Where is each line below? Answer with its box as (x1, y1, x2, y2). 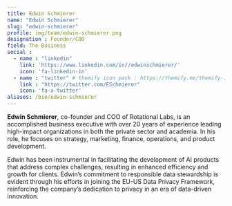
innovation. (7, 192, 39, 200)
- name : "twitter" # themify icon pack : (13, 74, 137, 82)
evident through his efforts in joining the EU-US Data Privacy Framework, (7, 178, 215, 185)
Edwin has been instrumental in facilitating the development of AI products (7, 156, 220, 163)
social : (7, 49, 32, 56)
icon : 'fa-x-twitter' (19, 87, 81, 94)
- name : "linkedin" (13, 55, 72, 62)
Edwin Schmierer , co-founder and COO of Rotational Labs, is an (7, 113, 191, 121)
